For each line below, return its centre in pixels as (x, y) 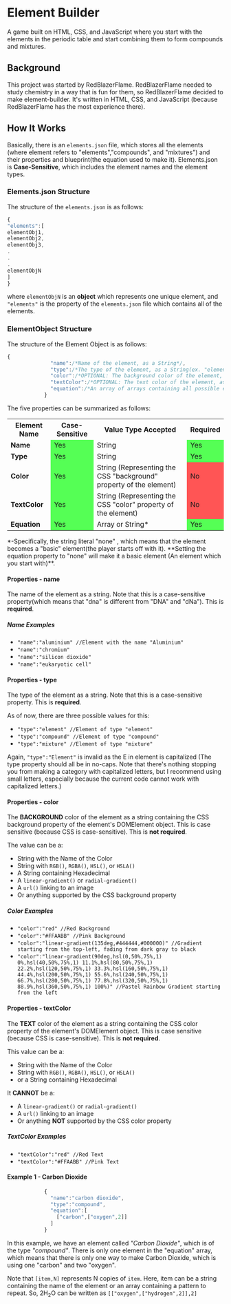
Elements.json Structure (49, 192)
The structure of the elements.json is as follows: (76, 207)
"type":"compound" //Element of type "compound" (88, 737)
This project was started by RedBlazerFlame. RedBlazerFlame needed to (110, 85)
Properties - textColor (39, 1008)
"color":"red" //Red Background (63, 929)
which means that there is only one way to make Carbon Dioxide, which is (112, 1257)
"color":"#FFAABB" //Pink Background (71, 936)
